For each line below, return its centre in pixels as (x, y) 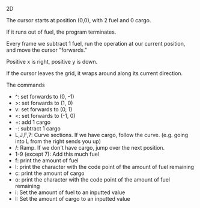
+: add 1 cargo (33, 122)
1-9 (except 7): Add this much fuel (57, 154)
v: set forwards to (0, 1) (44, 109)
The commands (26, 85)
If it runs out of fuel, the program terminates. (61, 32)
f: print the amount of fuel (47, 161)
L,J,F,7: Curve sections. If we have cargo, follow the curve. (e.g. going (102, 135)
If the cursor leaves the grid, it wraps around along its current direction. (95, 73)
